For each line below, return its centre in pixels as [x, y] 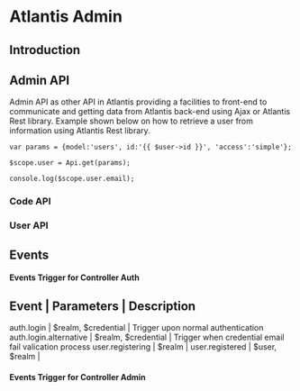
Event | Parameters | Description [103, 306]
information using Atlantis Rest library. [80, 131]
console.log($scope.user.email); [72, 179]
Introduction [45, 50]
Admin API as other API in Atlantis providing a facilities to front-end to [138, 102]
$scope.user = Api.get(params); [70, 163]
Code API [30, 202]
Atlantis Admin [66, 17]
